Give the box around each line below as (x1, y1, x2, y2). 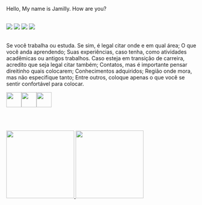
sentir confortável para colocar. (6, 81, 84, 87)
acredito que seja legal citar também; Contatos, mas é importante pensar (6, 61, 188, 68)
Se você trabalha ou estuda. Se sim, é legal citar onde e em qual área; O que (6, 42, 197, 49)
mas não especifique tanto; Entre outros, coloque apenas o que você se (6, 74, 185, 81)
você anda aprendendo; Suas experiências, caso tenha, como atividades (6, 48, 187, 55)
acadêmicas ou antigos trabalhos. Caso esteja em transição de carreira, (6, 55, 185, 62)
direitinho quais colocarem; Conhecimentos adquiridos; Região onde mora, (6, 67, 192, 75)
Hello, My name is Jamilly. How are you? (6, 5, 107, 12)
